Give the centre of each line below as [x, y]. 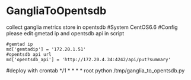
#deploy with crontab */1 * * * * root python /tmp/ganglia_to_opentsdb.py [95, 70]
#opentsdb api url [29, 54]
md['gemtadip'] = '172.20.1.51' [46, 49]
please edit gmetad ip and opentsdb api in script [65, 33]
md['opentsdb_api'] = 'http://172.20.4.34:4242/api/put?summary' [88, 59]
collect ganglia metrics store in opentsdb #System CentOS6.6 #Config [92, 27]
